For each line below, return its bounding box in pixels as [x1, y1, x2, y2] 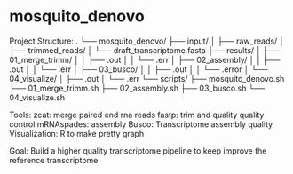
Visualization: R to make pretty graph [9, 128, 145, 138]
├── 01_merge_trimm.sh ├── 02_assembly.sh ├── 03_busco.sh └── [9, 83, 265, 93]
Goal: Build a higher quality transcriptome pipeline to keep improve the [9, 145, 267, 156]
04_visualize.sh [9, 91, 66, 103]
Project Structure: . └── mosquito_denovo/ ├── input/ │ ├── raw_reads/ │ [9, 36, 285, 46]
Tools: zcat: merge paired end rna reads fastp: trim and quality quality [9, 109, 265, 120]
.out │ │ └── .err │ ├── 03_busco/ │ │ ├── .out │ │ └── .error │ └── [9, 64, 268, 75]
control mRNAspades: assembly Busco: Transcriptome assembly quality [9, 118, 273, 130]
